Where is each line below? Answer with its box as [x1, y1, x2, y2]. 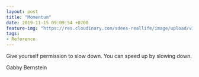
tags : [6, 31, 20, 37]
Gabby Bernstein [6, 64, 47, 71]
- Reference [6, 36, 36, 42]
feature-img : [6, 25, 38, 31]
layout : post [6, 8, 38, 15]
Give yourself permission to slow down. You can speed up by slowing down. [6, 53, 192, 59]
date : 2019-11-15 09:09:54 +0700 [6, 20, 89, 25]
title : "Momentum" [6, 14, 52, 20]
